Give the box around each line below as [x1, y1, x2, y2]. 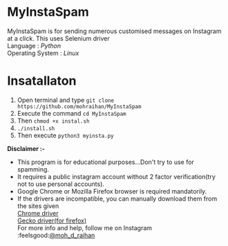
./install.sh [17, 125, 55, 132]
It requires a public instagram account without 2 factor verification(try [17, 172, 216, 181]
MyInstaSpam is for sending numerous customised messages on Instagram [7, 27, 222, 35]
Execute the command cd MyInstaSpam [17, 109, 126, 117]
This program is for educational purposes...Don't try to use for [17, 158, 195, 166]
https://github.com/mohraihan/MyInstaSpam [17, 103, 142, 110]
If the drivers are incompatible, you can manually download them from [17, 194, 218, 203]
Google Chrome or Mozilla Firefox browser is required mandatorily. [17, 187, 207, 195]
